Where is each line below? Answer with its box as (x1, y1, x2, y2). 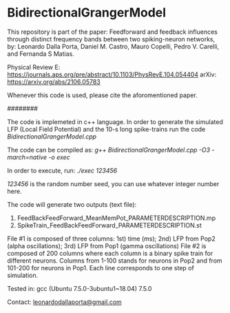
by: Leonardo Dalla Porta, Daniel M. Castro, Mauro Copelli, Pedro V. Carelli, (7, 42, 220, 50)
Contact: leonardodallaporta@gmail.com (7, 298, 122, 306)
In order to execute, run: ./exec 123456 (7, 166, 118, 174)
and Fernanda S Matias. (7, 50, 74, 58)
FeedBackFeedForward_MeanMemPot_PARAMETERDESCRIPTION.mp (17, 214, 216, 222)
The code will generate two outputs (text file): (7, 200, 137, 208)
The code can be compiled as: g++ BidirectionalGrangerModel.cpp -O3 (7, 145, 211, 154)
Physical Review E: (7, 63, 61, 71)
